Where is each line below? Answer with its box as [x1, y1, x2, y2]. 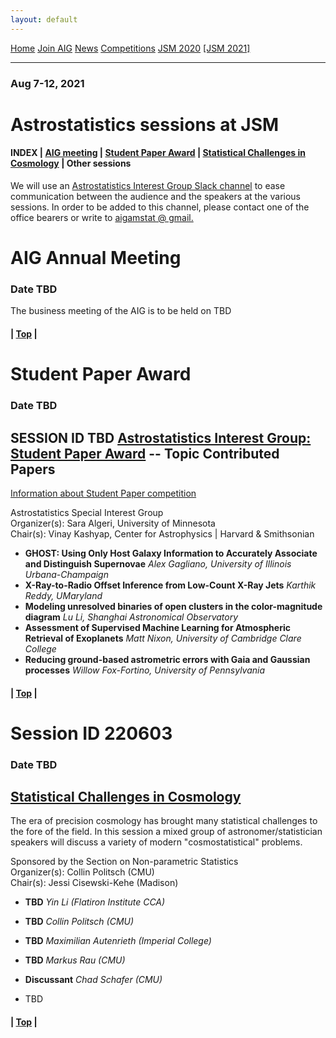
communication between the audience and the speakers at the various [10, 190, 301, 202]
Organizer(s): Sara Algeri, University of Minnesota [10, 517, 216, 529]
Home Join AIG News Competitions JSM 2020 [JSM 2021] [10, 42, 251, 54]
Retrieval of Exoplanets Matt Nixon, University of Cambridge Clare [24, 632, 302, 644]
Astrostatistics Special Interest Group [10, 506, 164, 518]
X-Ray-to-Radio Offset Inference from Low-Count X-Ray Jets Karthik [24, 579, 317, 591]
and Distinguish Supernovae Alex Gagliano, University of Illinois [24, 557, 292, 570]
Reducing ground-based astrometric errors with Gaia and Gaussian [24, 653, 311, 665]
